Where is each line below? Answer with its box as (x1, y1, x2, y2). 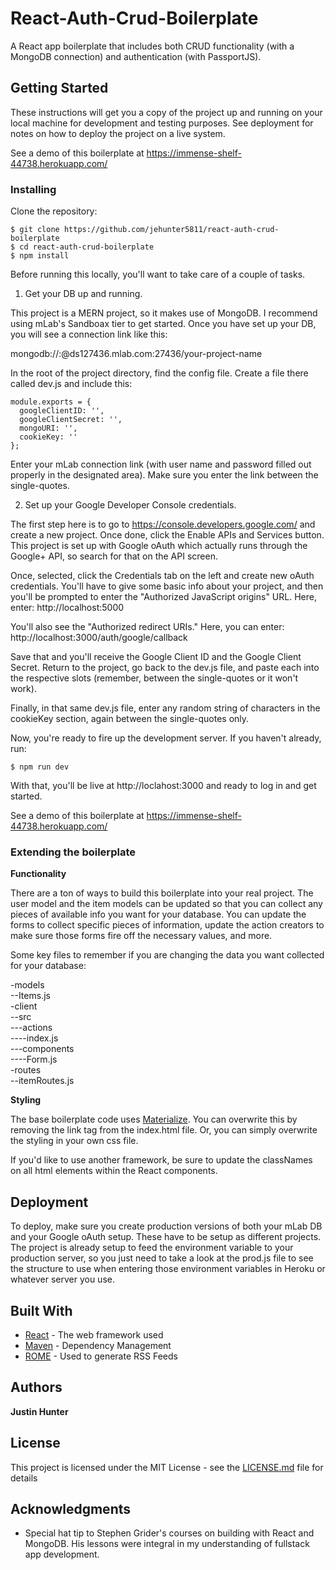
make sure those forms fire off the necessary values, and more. (10, 930, 273, 942)
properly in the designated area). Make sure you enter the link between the (10, 469, 319, 481)
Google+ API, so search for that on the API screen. (10, 550, 218, 562)
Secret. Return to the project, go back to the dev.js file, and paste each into (10, 662, 320, 674)
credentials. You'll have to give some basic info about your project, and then (10, 580, 324, 592)
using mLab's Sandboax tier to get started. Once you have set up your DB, (10, 318, 317, 330)
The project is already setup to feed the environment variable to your (10, 1242, 294, 1254)
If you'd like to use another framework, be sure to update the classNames (10, 1154, 313, 1166)
